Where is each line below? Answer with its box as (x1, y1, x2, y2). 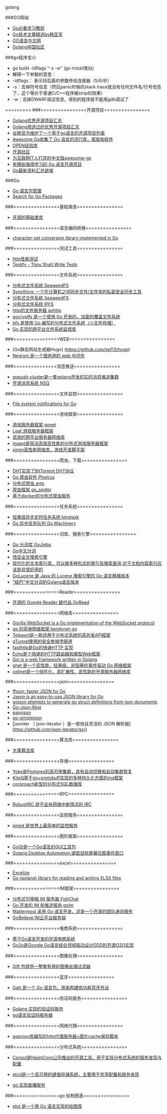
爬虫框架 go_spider (12, 487, 52, 493)
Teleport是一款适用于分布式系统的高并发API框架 (12, 632, 111, 638)
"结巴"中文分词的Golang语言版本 (12, 579, 80, 585)
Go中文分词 (12, 548, 36, 554)
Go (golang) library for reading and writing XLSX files (12, 875, 121, 881)
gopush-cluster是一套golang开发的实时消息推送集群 (12, 374, 119, 380)
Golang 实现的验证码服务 (12, 1006, 64, 1012)
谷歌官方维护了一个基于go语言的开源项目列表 (12, 130, 105, 136)
